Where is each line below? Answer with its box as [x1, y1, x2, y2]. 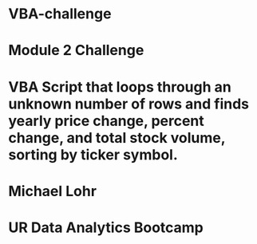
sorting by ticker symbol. [8, 145, 178, 163]
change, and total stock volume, [8, 128, 226, 147]
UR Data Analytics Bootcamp [8, 218, 204, 236]
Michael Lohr [8, 182, 97, 200]
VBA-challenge [8, 5, 112, 23]
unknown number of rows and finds [8, 95, 250, 112]
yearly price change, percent [8, 112, 205, 130]
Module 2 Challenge [8, 41, 144, 60]
